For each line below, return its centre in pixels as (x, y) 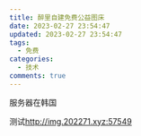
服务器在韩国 (33, 102)
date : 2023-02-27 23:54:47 (60, 26)
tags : (19, 42)
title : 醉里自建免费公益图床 (57, 17)
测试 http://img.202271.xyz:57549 (70, 121)
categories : (31, 59)
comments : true (38, 76)
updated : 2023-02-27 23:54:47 (66, 34)
